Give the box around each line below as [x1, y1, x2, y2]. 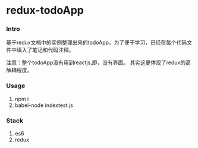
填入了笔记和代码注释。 [16, 46, 74, 53]
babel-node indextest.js [14, 102, 73, 109]
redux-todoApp [6, 4, 84, 17]
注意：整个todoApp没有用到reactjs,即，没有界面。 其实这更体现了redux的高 [6, 59, 191, 66]
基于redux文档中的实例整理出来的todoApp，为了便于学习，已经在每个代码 [6, 39, 187, 46]
